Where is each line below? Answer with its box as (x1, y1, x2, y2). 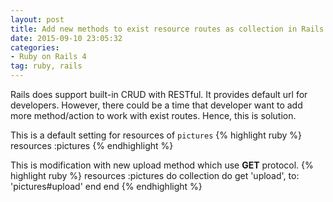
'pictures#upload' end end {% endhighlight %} (10, 181, 203, 192)
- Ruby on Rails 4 (10, 52, 87, 62)
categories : (10, 42, 60, 53)
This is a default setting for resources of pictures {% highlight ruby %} (10, 129, 303, 141)
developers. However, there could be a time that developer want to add (10, 99, 303, 111)
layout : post (10, 14, 65, 25)
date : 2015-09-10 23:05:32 (10, 33, 123, 43)
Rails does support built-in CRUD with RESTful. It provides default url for (10, 89, 308, 100)
